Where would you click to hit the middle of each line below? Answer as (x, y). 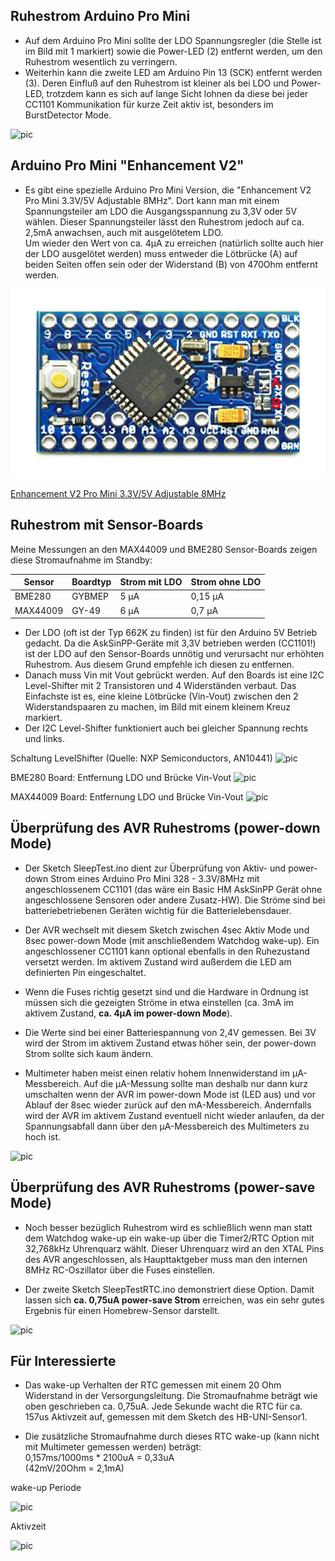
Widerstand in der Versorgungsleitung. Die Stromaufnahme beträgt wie (171, 1396)
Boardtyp (91, 582)
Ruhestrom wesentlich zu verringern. (101, 61)
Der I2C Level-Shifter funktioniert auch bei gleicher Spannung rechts (166, 728)
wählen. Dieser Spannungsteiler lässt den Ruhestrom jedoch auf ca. (164, 221)
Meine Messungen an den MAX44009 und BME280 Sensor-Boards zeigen (164, 549)
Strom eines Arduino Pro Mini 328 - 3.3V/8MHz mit (155, 878)
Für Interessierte (63, 1361)
